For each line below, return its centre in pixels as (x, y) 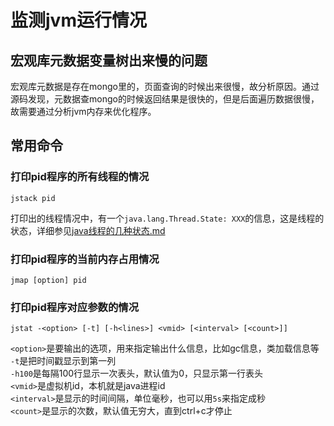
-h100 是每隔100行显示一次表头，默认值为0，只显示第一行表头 (136, 373)
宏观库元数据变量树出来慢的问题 (109, 60)
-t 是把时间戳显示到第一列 (63, 361)
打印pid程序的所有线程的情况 (80, 177)
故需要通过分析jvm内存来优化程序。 (83, 111)
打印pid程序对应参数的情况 (75, 307)
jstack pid (33, 198)
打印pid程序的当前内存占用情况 (85, 259)
